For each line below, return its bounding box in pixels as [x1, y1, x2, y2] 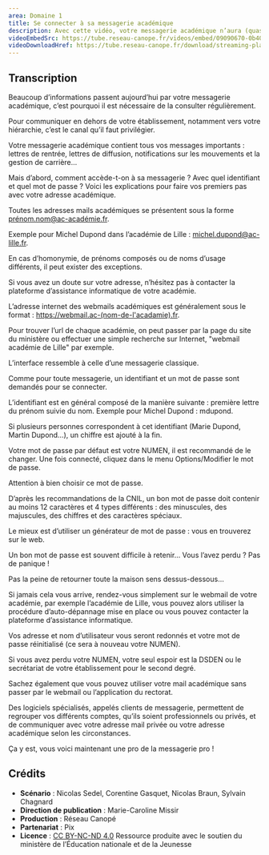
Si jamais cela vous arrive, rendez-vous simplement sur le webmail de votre [8, 589, 258, 599]
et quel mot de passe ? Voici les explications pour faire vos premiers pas [8, 181, 247, 191]
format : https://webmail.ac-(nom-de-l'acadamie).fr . [8, 310, 180, 319]
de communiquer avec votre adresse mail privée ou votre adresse [8, 720, 226, 729]
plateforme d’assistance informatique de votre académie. [8, 286, 197, 295]
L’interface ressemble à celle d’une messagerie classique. [8, 358, 199, 367]
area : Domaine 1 [8, 11, 62, 20]
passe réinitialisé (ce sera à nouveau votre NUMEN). [8, 639, 181, 648]
